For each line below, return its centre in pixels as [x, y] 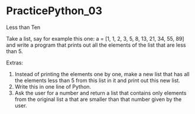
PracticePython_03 [54, 11]
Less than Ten [23, 27]
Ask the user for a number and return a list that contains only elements [100, 93]
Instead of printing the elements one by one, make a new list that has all [102, 74]
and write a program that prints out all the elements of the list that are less [96, 45]
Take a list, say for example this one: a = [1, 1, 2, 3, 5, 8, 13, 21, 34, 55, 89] [95, 38]
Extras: [15, 63]
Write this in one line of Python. [53, 86]
